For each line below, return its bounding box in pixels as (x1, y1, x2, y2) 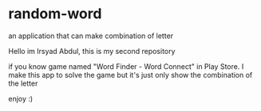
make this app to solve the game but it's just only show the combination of (8, 70, 253, 79)
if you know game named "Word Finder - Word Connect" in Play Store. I (8, 61, 244, 71)
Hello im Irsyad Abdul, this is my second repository (8, 46, 176, 55)
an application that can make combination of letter (8, 31, 174, 40)
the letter (8, 78, 38, 88)
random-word (8, 5, 102, 23)
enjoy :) (8, 94, 34, 103)
